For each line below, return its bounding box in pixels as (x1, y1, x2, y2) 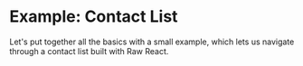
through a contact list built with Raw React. (9, 45, 169, 56)
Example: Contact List (9, 6, 178, 27)
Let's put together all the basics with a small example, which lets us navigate (9, 36, 295, 47)
